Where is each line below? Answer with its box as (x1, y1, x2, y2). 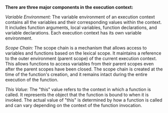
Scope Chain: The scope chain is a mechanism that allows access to (5, 45, 147, 50)
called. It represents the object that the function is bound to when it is (5, 92, 149, 97)
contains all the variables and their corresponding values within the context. (5, 19, 162, 25)
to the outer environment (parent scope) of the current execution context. (5, 55, 157, 61)
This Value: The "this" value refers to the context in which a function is (5, 86, 151, 92)
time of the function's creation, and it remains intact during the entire (5, 71, 148, 77)
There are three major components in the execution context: (5, 4, 133, 10)
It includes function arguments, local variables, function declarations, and (5, 24, 157, 30)
